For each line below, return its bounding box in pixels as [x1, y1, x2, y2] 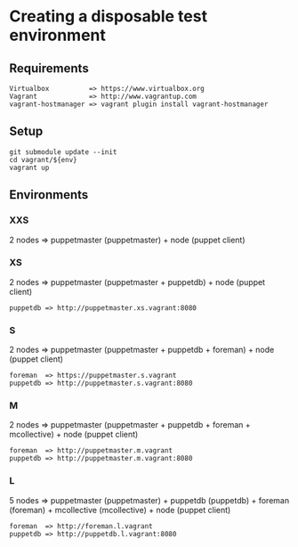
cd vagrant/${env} [9, 155, 77, 164]
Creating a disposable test [9, 6, 207, 27]
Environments [9, 187, 89, 202]
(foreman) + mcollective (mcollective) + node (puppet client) [9, 504, 231, 515]
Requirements [9, 61, 89, 76]
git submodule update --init [9, 147, 117, 157]
